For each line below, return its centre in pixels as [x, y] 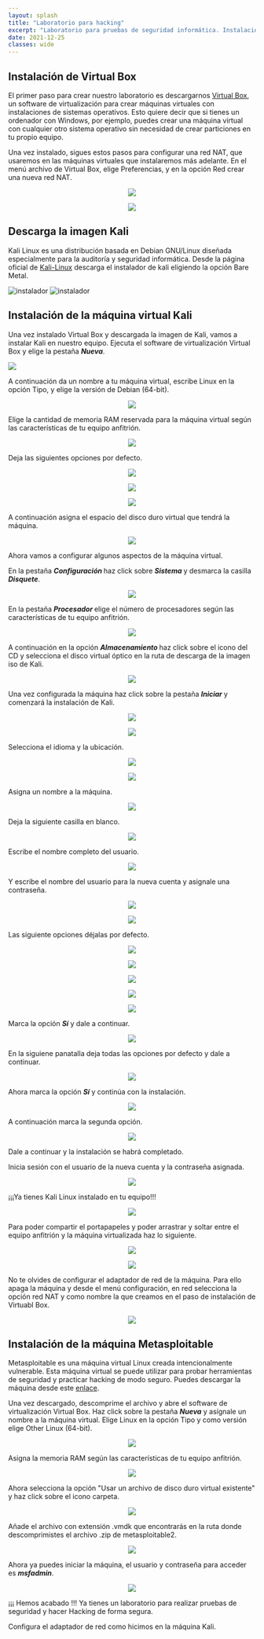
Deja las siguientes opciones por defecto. [75, 457]
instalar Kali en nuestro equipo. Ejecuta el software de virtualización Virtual [129, 343]
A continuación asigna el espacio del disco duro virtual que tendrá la [119, 517]
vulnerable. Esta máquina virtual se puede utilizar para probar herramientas [130, 1371]
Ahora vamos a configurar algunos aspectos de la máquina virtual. [115, 555]
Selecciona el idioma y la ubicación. [66, 746]
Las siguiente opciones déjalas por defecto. [79, 934]
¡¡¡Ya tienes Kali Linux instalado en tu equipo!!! [82, 1197]
